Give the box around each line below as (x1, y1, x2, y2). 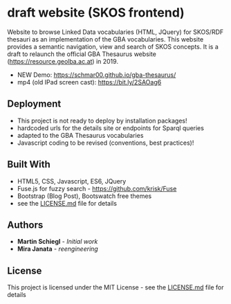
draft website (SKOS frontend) (7, 5, 185, 21)
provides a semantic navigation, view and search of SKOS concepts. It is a (7, 42, 219, 51)
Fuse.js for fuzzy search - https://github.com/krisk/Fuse (17, 184, 177, 193)
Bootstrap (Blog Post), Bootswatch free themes (17, 192, 152, 200)
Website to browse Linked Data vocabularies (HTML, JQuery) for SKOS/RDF (7, 28, 224, 36)
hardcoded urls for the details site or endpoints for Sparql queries (17, 123, 204, 132)
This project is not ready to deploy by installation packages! (17, 116, 188, 125)
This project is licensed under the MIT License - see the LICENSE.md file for (7, 283, 224, 292)
